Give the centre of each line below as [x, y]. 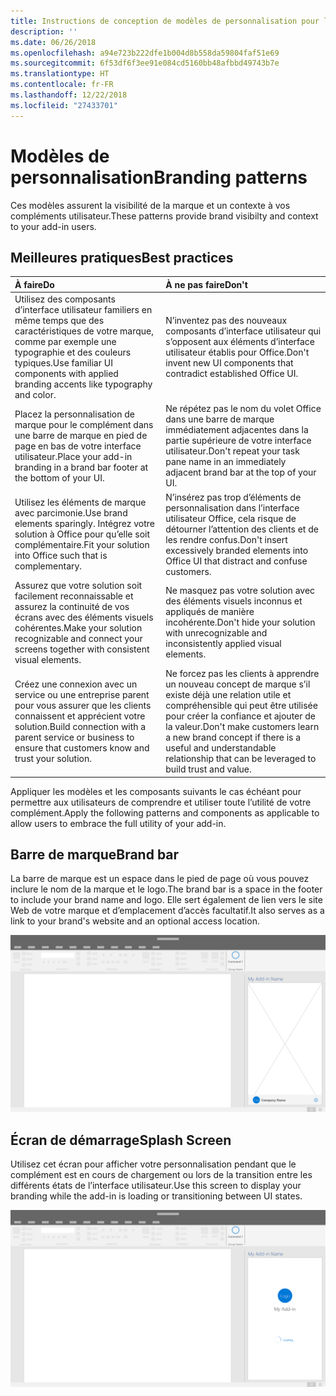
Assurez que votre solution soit [78, 585]
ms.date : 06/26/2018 [53, 42]
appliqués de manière [210, 612]
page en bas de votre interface [78, 446]
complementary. [48, 566]
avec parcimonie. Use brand [71, 513]
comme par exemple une [65, 342]
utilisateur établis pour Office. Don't [237, 352]
